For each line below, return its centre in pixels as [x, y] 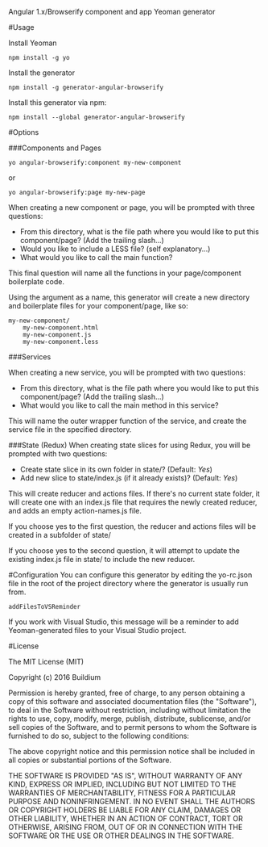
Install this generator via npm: [58, 103]
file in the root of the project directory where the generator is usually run [128, 583]
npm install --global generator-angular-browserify [97, 117]
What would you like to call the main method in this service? [119, 405]
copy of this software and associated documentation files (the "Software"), [133, 701]
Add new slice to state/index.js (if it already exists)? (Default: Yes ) [129, 478]
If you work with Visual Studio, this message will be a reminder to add [124, 622]
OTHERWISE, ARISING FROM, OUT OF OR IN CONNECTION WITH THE [126, 827]
